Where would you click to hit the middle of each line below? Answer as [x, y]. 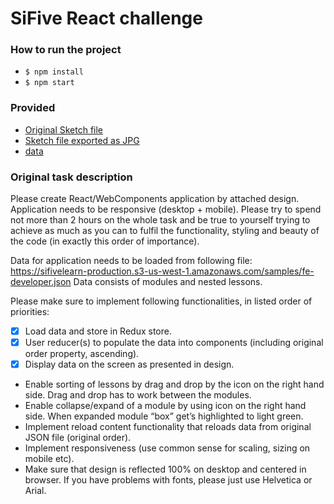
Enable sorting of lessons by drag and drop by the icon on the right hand [174, 384]
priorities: [30, 312]
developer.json [41, 282]
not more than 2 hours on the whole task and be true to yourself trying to [160, 220]
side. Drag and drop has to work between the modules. [138, 395]
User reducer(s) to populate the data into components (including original [174, 343]
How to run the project [66, 50]
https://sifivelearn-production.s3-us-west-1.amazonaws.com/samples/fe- [162, 271]
